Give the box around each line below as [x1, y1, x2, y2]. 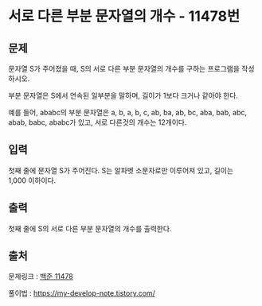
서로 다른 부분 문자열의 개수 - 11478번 [8, 7, 240, 25]
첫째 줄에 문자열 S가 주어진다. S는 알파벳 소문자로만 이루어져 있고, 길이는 [8, 165, 233, 175]
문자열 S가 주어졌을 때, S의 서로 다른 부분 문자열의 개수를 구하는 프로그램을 [8, 64, 240, 73]
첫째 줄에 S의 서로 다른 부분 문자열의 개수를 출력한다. [8, 223, 172, 233]
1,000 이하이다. [8, 176, 57, 185]
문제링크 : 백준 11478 [8, 272, 73, 281]
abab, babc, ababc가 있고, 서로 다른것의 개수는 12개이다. [8, 118, 187, 127]
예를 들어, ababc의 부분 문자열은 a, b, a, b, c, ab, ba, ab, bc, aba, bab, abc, [8, 108, 247, 117]
